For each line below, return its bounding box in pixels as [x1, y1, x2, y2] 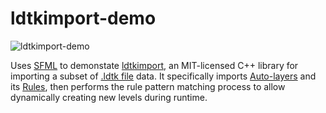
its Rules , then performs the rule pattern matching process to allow [10, 80, 286, 92]
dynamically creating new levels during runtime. [10, 91, 208, 103]
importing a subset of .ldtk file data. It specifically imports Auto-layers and [10, 70, 317, 82]
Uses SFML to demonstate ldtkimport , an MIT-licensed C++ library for [10, 59, 299, 71]
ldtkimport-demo [10, 7, 157, 30]
